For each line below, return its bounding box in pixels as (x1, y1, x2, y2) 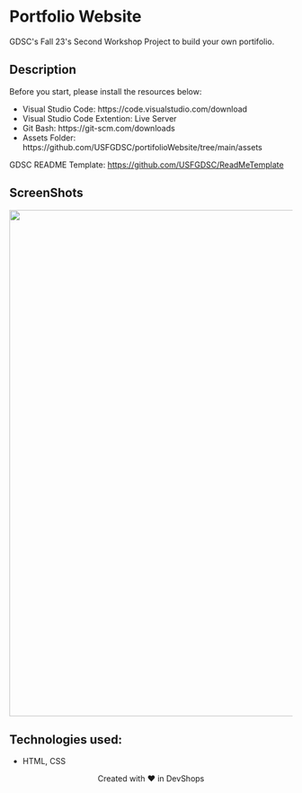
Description (9, 62, 76, 77)
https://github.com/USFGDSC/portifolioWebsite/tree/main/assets (22, 141, 262, 152)
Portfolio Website (9, 6, 142, 27)
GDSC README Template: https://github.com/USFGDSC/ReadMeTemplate (9, 159, 285, 170)
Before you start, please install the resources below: (9, 86, 202, 96)
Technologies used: (9, 732, 123, 747)
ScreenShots (9, 185, 84, 201)
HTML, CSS (22, 756, 66, 767)
